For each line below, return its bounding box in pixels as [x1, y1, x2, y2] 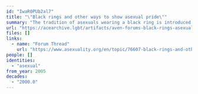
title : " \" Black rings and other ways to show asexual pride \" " [6, 14, 167, 20]
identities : [6, 57, 35, 63]
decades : [6, 74, 28, 79]
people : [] [6, 52, 33, 58]
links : [6, 36, 22, 41]
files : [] [6, 30, 31, 36]
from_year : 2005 [6, 68, 46, 74]
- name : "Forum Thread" [11, 41, 70, 47]
